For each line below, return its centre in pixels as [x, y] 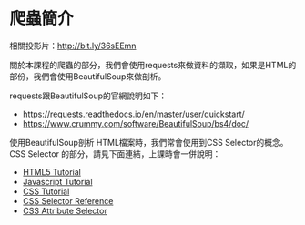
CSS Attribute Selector [65, 210]
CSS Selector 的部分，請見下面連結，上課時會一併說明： [115, 153]
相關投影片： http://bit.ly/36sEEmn [73, 46]
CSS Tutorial [46, 191]
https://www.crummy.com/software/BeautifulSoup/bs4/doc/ [136, 123]
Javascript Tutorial [57, 181]
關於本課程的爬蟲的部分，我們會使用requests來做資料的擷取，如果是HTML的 [153, 65]
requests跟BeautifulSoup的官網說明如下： [88, 96]
